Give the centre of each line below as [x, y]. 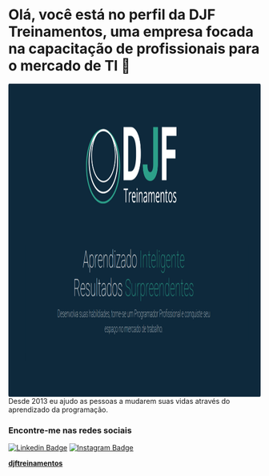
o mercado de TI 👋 [69, 66]
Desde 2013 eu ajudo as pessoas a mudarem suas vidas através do [119, 401]
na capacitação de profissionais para [134, 49]
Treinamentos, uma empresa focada [131, 32]
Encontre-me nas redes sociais [70, 430]
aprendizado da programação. [58, 409]
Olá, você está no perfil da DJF [112, 15]
